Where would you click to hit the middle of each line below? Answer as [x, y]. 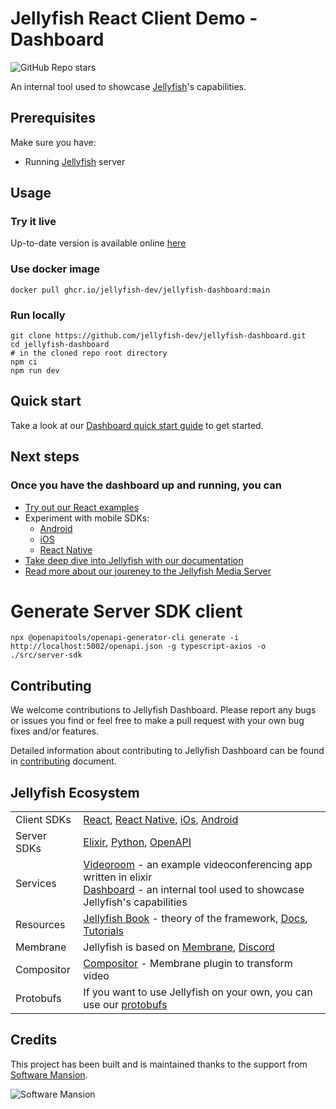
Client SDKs [43, 820]
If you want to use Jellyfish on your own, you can [198, 992]
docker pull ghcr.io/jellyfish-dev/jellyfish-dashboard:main [140, 290]
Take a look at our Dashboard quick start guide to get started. [137, 425]
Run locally [38, 315]
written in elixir [118, 877]
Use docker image [55, 269]
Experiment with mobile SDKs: [87, 518]
